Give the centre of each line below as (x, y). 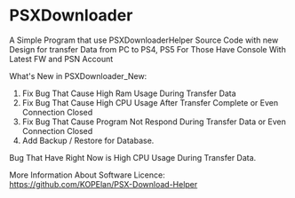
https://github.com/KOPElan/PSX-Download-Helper (104, 184)
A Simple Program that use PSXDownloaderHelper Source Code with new (144, 40)
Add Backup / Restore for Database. (88, 140)
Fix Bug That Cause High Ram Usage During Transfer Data (129, 93)
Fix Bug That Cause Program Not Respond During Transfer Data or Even (154, 122)
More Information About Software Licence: (88, 175)
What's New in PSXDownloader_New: (78, 75)
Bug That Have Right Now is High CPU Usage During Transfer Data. (133, 157)
